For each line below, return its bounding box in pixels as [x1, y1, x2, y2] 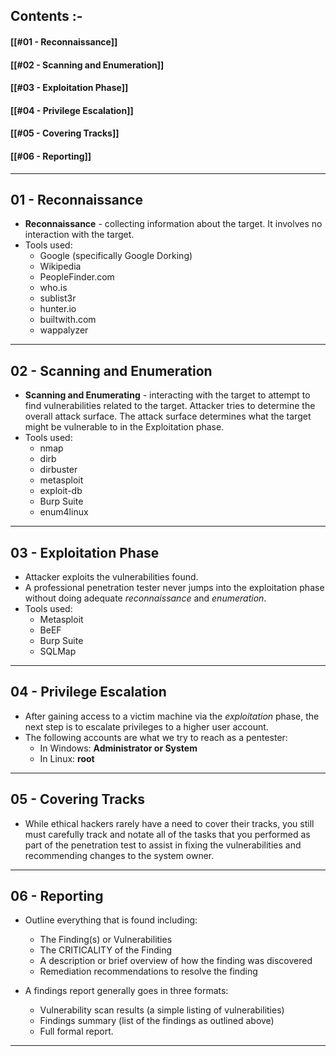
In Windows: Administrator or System [39, 742, 198, 754]
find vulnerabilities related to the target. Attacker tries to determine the [24, 400, 316, 412]
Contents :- [10, 8, 83, 25]
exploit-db [39, 485, 83, 497]
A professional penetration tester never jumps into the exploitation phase [24, 582, 325, 593]
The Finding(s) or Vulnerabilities [39, 934, 173, 946]
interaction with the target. [24, 229, 135, 241]
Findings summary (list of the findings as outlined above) [39, 1015, 275, 1027]
